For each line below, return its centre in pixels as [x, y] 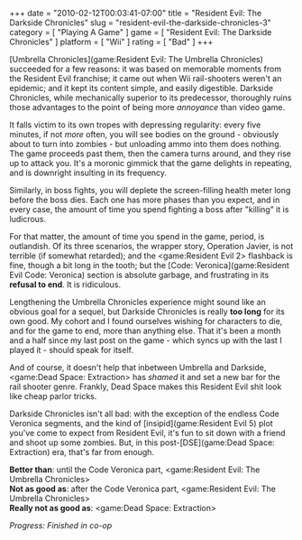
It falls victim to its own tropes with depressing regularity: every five [135, 125]
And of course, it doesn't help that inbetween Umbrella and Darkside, [138, 368]
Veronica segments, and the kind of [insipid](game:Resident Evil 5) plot [141, 423]
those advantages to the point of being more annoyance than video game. [147, 107]
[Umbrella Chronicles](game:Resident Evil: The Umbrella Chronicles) [137, 59]
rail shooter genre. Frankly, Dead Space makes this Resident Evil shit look [146, 386]
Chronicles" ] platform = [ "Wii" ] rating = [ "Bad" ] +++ [111, 42]
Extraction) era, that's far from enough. [82, 452]
